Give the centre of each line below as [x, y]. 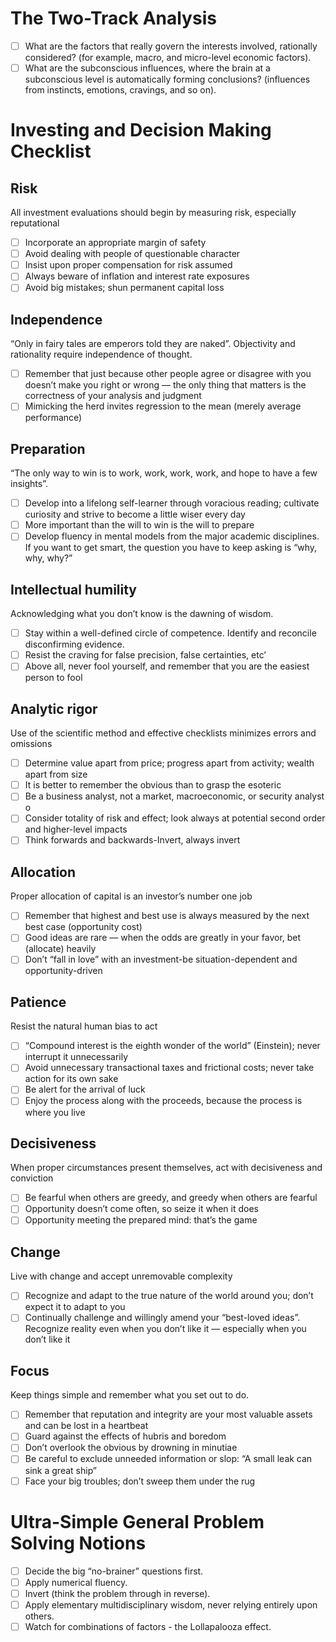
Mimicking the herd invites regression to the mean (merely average [163, 406]
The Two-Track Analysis [113, 18]
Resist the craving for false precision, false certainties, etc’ [145, 655]
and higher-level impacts [76, 829]
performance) [53, 418]
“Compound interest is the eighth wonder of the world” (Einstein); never [172, 1046]
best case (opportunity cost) [83, 927]
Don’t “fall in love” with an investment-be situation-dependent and [161, 959]
